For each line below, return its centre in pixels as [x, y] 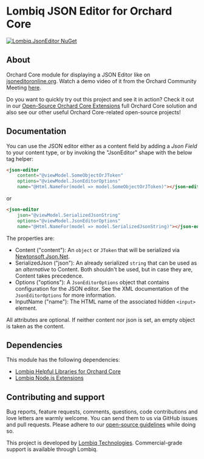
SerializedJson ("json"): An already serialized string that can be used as [106, 263]
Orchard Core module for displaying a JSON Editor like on [78, 75]
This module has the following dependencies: [63, 360]
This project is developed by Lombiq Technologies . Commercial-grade [94, 443]
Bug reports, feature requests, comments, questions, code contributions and [102, 412]
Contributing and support [56, 397]
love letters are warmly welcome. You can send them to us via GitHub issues [102, 418]
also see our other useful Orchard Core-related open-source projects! [93, 112]
